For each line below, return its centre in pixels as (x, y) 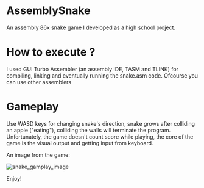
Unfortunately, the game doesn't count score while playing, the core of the (100, 136)
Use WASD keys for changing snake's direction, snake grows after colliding (101, 123)
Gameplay (33, 107)
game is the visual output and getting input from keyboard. (80, 143)
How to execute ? (51, 52)
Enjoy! (14, 178)
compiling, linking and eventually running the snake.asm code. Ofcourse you (102, 75)
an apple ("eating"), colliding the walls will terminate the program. (89, 130)
